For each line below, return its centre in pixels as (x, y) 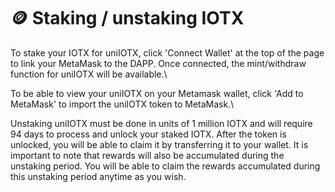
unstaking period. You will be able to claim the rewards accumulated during (165, 166)
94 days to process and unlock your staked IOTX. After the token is (148, 134)
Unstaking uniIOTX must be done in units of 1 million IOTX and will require (161, 123)
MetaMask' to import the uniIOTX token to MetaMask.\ (122, 104)
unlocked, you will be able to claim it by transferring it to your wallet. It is (159, 144)
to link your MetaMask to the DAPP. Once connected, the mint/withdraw (158, 63)
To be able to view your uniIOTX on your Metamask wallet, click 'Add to (157, 93)
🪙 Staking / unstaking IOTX (127, 18)
